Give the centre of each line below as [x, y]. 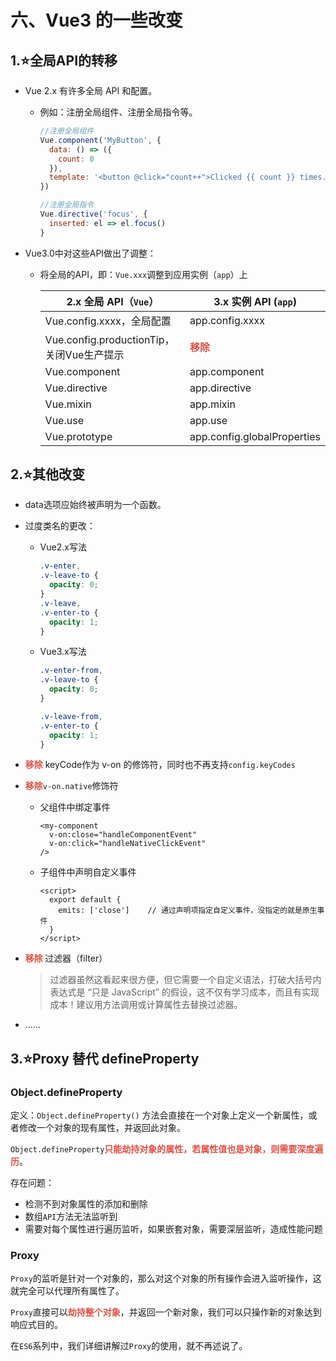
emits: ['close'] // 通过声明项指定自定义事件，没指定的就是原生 [188, 911]
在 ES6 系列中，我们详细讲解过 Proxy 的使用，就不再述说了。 [129, 1346]
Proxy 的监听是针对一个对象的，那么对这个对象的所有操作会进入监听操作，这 [166, 1278]
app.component [227, 371]
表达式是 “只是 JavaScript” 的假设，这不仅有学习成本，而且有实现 [184, 992]
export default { [85, 900]
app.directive [220, 388]
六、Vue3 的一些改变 [96, 20]
